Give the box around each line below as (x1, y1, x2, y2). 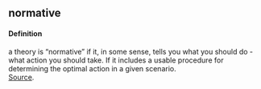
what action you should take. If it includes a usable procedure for (8, 55, 224, 65)
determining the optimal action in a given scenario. (8, 63, 176, 73)
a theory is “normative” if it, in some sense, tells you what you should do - (8, 47, 254, 56)
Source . (8, 72, 35, 82)
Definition (8, 28, 43, 38)
